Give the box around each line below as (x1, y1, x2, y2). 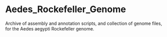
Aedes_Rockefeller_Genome (5, 4, 126, 15)
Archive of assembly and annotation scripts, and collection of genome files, (5, 20, 162, 26)
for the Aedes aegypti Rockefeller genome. (5, 25, 94, 31)
